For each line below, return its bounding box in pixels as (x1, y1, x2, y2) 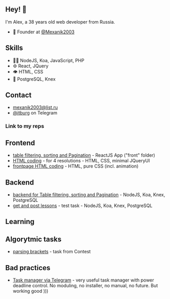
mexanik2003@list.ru (12, 104, 58, 110)
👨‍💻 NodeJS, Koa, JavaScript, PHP (12, 57, 84, 63)
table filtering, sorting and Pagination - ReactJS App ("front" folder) (12, 152, 155, 158)
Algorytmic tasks (5, 235, 61, 244)
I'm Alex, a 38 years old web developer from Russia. (5, 18, 115, 25)
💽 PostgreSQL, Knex (12, 76, 56, 82)
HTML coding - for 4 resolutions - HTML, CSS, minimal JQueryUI (12, 158, 150, 164)
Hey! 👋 (5, 5, 27, 14)
